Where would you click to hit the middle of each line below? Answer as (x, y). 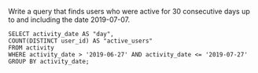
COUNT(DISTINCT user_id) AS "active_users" (81, 41)
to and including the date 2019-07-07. (69, 20)
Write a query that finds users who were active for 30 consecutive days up (129, 11)
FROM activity (31, 48)
